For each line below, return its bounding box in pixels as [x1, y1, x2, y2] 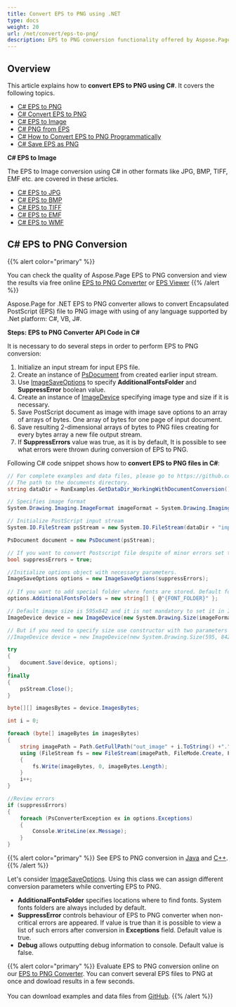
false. [17, 949, 34, 956]
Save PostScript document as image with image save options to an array [17, 408, 228, 416]
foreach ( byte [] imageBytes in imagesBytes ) [7, 730, 140, 737]
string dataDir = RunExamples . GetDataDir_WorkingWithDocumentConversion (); [7, 485, 234, 493]
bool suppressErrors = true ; [7, 556, 93, 563]
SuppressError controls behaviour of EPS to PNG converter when [17, 911, 208, 919]
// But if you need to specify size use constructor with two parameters [7, 627, 228, 634]
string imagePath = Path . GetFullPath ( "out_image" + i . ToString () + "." [20, 743, 231, 750]
